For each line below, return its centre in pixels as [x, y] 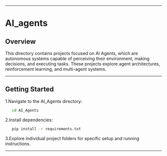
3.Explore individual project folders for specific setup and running [72, 138]
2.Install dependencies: [29, 120]
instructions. [18, 144]
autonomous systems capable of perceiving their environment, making [78, 58]
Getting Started [30, 89]
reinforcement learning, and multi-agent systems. [56, 69]
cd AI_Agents [25, 110]
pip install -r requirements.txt [46, 129]
